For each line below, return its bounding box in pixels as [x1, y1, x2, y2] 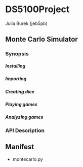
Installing [5, 62, 26, 69]
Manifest [5, 143, 34, 151]
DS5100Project [5, 4, 70, 15]
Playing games [5, 101, 38, 107]
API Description [5, 127, 45, 134]
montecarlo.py [12, 156, 43, 162]
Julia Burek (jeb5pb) [5, 20, 48, 26]
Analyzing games [5, 114, 44, 120]
